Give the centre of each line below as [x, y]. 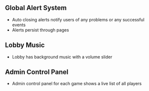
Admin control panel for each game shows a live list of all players [77, 84]
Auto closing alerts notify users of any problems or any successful [78, 19]
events [19, 25]
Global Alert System [36, 8]
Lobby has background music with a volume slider [62, 57]
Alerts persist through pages [40, 30]
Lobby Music [25, 45]
